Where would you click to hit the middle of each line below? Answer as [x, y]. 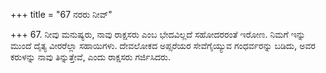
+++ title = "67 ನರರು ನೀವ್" [61, 14]
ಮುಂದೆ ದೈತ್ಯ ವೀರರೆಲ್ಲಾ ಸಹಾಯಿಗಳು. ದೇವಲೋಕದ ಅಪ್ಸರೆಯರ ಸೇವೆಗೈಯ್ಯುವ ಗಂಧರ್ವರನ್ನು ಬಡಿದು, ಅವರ [163, 45]
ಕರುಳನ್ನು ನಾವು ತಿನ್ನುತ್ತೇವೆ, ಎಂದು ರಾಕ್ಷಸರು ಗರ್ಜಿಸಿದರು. [90, 57]
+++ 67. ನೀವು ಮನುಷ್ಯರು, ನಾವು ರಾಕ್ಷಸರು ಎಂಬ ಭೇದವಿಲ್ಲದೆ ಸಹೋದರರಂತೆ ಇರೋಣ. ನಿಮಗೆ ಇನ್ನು [158, 34]
